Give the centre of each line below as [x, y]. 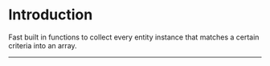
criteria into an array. [43, 45]
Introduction [51, 15]
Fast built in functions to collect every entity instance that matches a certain [134, 37]
